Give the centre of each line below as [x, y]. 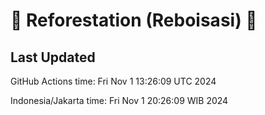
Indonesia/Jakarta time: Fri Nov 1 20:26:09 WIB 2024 [119, 100]
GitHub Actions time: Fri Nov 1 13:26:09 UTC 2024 [113, 81]
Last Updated [53, 57]
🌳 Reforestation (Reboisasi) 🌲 [134, 20]
